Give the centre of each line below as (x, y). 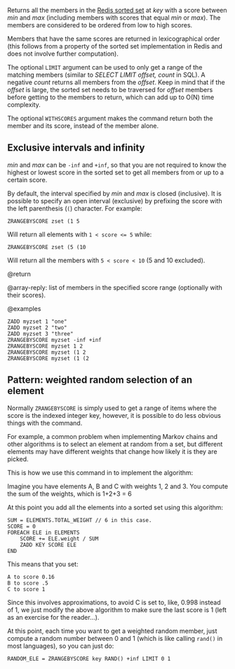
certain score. (27, 179)
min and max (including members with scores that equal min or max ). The (114, 18)
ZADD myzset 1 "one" (38, 321)
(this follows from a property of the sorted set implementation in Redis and (115, 46)
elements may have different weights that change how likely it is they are (112, 451)
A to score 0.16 (31, 577)
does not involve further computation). (63, 53)
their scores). (27, 295)
